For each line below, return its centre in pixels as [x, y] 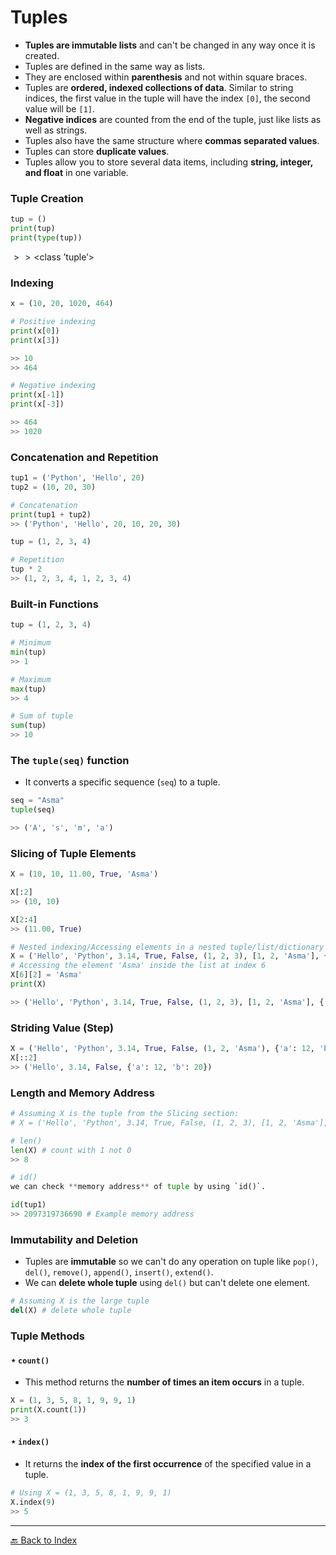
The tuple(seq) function [70, 760]
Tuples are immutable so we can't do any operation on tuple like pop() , [171, 1262]
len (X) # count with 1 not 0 [71, 1150]
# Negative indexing [53, 386]
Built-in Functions [54, 604]
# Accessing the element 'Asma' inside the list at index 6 [138, 966]
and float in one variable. [76, 172]
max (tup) [28, 689]
